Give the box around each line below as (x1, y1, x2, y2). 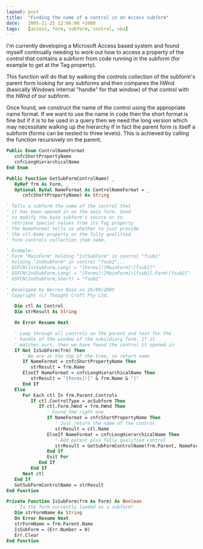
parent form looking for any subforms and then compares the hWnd (6, 80, 175, 87)
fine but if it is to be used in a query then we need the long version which (6, 117, 188, 124)
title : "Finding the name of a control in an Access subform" (6, 14, 169, 21)
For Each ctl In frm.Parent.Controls (22, 392, 118, 398)
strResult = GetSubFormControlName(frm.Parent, (54, 443, 177, 449)
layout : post (6, 8, 39, 15)
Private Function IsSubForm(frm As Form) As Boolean (6, 498, 142, 504)
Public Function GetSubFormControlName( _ (6, 176, 115, 182)
